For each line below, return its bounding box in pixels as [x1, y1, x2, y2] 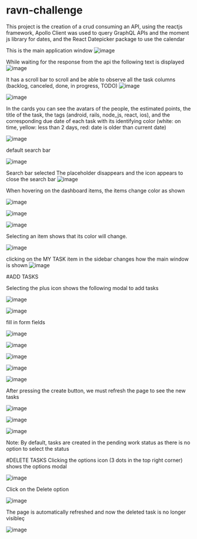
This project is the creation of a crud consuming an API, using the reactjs [6, 23, 183, 30]
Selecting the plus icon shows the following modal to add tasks [6, 284, 159, 291]
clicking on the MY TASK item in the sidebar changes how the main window [6, 255, 189, 262]
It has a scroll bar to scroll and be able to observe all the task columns [6, 76, 176, 83]
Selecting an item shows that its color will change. [6, 232, 128, 239]
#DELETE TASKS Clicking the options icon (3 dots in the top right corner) [6, 457, 183, 464]
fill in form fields [6, 318, 45, 325]
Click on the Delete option [6, 485, 69, 493]
